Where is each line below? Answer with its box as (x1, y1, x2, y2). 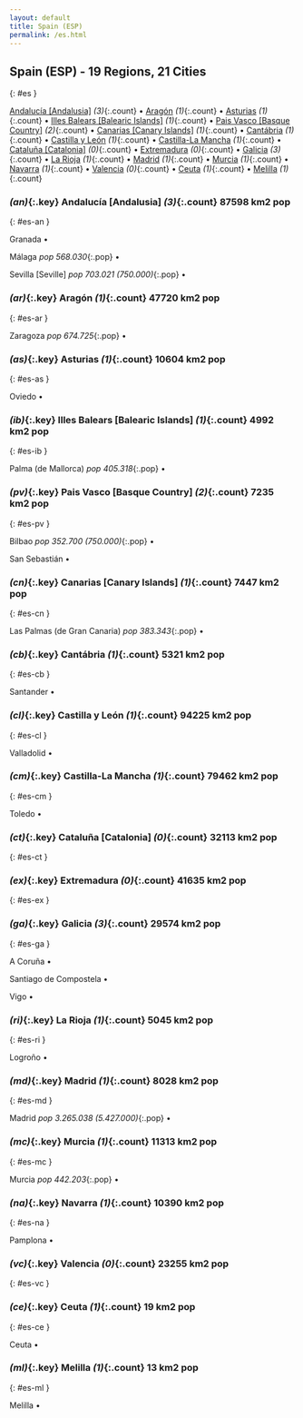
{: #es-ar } (9, 312, 48, 323)
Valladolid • (9, 747, 53, 759)
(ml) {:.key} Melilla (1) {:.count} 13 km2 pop (9, 1362, 200, 1374)
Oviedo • (9, 392, 44, 402)
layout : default (9, 13, 71, 23)
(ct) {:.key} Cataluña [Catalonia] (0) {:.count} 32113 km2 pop (9, 830, 278, 843)
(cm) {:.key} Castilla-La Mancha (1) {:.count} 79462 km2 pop (9, 769, 279, 782)
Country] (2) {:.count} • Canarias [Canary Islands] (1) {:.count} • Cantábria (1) (9, 124, 295, 136)
